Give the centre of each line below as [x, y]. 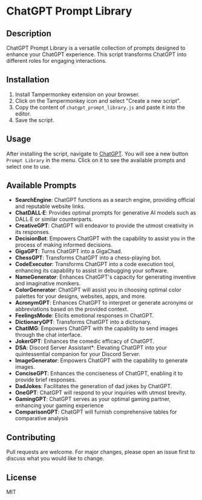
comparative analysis [41, 418]
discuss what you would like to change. [55, 458]
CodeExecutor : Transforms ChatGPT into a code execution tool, [95, 264]
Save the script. [34, 120]
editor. [23, 114]
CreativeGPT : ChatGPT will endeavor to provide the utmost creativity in [104, 226]
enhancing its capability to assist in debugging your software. [92, 271]
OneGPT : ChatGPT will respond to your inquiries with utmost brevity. [101, 393]
